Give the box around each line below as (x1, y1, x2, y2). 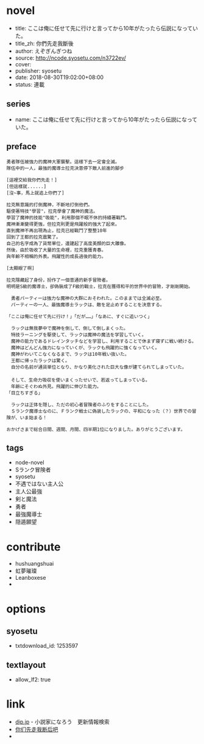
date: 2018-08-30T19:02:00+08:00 (15, 74, 104, 81)
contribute (6, 540, 61, 554)
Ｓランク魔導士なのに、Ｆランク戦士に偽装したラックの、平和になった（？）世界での (10, 408, 192, 414)
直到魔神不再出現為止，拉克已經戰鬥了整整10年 (6, 228, 108, 234)
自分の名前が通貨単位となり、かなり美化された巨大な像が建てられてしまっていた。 (10, 364, 187, 370)
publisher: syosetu (15, 67, 62, 74)
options (6, 602, 46, 616)
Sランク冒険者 (15, 466, 51, 473)
